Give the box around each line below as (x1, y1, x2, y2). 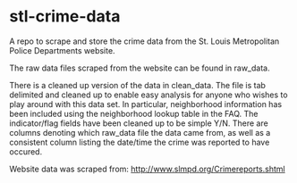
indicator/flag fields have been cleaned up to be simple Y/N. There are (9, 118, 268, 129)
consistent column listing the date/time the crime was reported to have (9, 137, 270, 147)
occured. (9, 146, 43, 157)
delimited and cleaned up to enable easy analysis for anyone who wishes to (9, 89, 288, 100)
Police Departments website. (9, 45, 115, 55)
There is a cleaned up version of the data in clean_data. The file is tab (9, 79, 267, 90)
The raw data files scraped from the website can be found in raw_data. (9, 62, 270, 73)
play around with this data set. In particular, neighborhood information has (9, 98, 283, 109)
